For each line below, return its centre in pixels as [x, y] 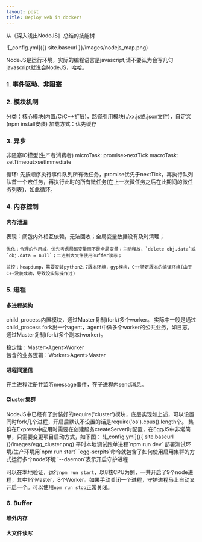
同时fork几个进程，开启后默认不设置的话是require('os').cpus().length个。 [96, 422]
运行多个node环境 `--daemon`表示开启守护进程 [70, 459]
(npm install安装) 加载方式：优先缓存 [52, 123]
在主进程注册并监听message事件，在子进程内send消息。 [77, 385]
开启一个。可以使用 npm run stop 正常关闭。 [59, 487]
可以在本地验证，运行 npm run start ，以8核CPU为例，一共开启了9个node [97, 472]
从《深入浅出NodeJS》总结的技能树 [51, 35]
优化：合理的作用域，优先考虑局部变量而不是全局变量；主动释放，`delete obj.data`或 [101, 249]
